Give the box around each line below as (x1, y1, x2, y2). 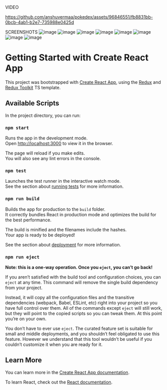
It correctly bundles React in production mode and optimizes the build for (5, 211, 156, 217)
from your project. (5, 285, 43, 291)
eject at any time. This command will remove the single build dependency (5, 279, 158, 285)
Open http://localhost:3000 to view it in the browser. (5, 141, 113, 147)
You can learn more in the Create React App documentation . (5, 369, 130, 375)
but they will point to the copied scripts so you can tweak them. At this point (5, 310, 162, 316)
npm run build (5, 196, 40, 202)
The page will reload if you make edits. (5, 150, 85, 156)
